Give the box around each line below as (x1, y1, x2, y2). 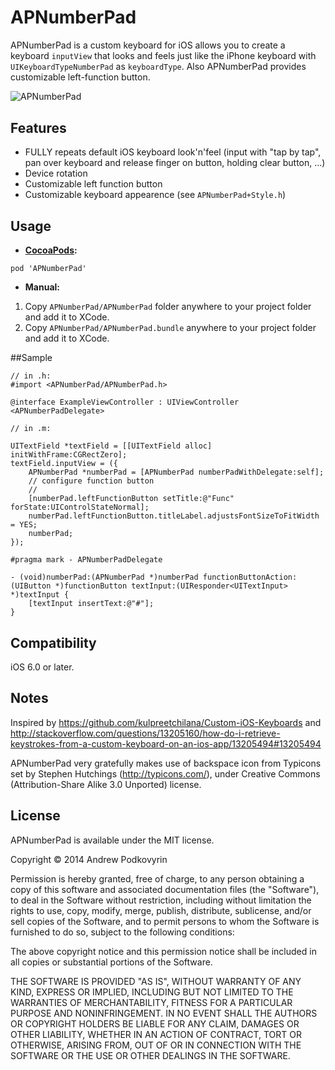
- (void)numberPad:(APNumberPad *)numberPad (10, 572, 199, 583)
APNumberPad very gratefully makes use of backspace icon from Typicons (10, 757, 322, 769)
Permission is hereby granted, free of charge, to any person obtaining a (10, 872, 305, 885)
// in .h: (10, 371, 52, 381)
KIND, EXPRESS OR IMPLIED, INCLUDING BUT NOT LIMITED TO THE (10, 986, 294, 998)
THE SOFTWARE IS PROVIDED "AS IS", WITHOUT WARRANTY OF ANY (10, 975, 302, 987)
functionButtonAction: (202, 572, 298, 583)
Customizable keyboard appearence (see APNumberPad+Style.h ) (24, 189, 287, 201)
